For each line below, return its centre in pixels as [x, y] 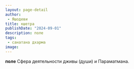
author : [13, 14]
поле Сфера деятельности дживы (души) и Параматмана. [67, 61]
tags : [11, 38]
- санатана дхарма [26, 42]
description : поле [24, 33]
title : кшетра [20, 24]
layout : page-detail [27, 10]
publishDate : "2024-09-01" [33, 28]
